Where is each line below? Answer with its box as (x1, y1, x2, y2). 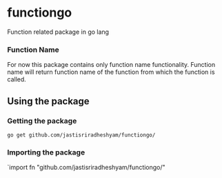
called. (7, 75, 26, 83)
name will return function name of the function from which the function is (7, 68, 215, 77)
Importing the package (7, 147, 85, 157)
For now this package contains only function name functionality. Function (7, 61, 216, 69)
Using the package (7, 95, 90, 107)
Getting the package (7, 116, 77, 126)
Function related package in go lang (7, 28, 109, 36)
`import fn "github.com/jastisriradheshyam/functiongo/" (7, 164, 165, 172)
